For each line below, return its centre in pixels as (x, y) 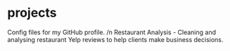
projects (32, 13)
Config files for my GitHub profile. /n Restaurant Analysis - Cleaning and (112, 32)
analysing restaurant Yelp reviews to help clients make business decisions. (115, 39)
